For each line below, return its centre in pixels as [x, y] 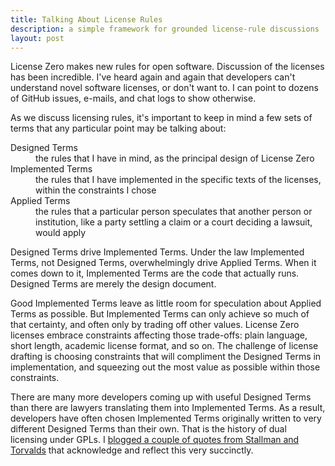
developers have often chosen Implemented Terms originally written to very [166, 418]
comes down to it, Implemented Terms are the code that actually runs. [155, 273]
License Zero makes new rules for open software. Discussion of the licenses [167, 67]
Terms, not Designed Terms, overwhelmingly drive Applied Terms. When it [163, 263]
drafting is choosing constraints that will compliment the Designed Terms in [166, 357]
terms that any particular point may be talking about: [118, 128]
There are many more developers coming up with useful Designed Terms [161, 397]
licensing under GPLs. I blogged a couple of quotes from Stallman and [155, 440]
